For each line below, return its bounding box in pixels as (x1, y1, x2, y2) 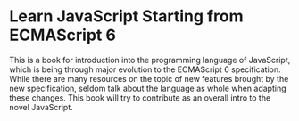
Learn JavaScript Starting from (9, 6, 244, 27)
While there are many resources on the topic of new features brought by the (9, 73, 289, 84)
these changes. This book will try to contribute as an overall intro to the (9, 92, 271, 103)
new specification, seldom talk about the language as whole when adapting (9, 83, 287, 93)
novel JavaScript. (9, 101, 73, 112)
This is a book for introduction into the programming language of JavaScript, (9, 54, 291, 65)
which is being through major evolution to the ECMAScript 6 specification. (9, 64, 281, 75)
